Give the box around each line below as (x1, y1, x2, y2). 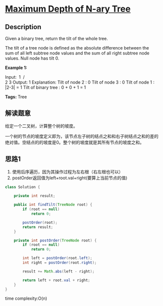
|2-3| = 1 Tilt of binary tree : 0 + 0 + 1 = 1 (5, 85, 86, 90)
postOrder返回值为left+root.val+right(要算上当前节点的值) (12, 175, 127, 181)
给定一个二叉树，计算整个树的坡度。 (5, 123, 78, 129)
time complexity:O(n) (5, 295, 47, 302)
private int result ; (14, 193, 55, 199)
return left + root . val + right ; (22, 278, 91, 283)
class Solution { (5, 185, 40, 189)
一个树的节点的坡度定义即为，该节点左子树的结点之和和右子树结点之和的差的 (5, 133, 159, 139)
